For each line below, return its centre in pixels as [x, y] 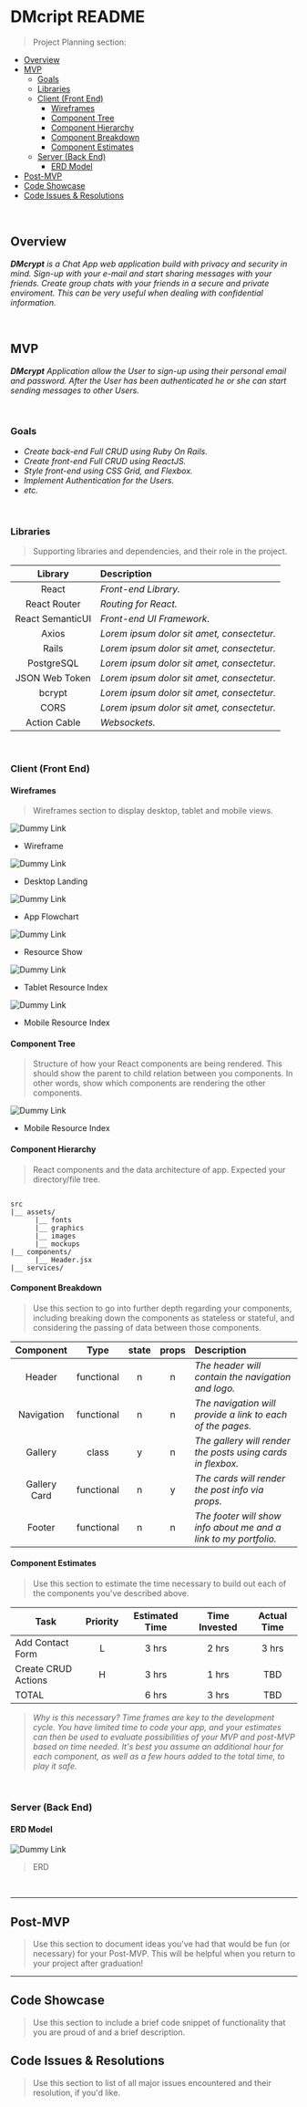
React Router [53, 604]
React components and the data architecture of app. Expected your [159, 1169]
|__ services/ [37, 1268]
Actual [273, 1616]
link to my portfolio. [235, 1539]
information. [33, 302]
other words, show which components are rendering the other [149, 1084]
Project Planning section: [79, 42]
